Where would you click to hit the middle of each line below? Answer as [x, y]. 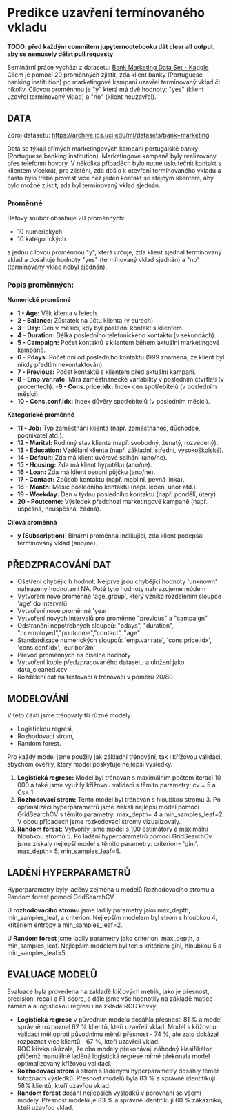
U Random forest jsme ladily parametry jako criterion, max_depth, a [103, 938]
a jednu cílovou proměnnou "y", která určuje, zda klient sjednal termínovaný [114, 252]
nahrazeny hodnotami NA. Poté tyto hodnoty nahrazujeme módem [111, 589]
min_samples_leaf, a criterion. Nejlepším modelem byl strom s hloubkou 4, [112, 917]
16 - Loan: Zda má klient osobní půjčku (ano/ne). [86, 472]
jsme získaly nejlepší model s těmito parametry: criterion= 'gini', [108, 843]
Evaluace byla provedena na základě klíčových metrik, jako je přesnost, [108, 991]
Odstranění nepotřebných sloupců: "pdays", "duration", [96, 626]
